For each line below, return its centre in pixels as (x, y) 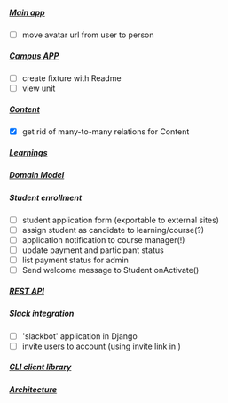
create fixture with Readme (71, 78)
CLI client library (40, 367)
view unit (39, 88)
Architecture (33, 389)
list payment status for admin (75, 260)
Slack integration (42, 314)
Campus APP (34, 56)
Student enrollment (46, 197)
